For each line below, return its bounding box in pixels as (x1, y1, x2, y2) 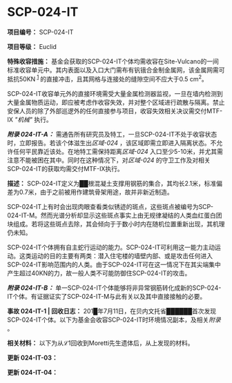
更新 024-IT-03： (7, 353, 58, 362)
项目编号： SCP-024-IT (7, 28, 74, 36)
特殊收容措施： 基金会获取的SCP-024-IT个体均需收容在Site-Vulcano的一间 (7, 57, 220, 66)
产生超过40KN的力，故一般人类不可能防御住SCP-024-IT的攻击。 (7, 268, 191, 277)
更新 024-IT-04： (7, 368, 59, 376)
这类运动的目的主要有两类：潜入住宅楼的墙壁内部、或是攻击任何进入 (19, 251, 213, 259)
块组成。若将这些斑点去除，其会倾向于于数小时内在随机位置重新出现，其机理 (7, 219, 225, 228)
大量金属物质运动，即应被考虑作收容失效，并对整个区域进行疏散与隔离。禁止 (7, 98, 225, 106)
